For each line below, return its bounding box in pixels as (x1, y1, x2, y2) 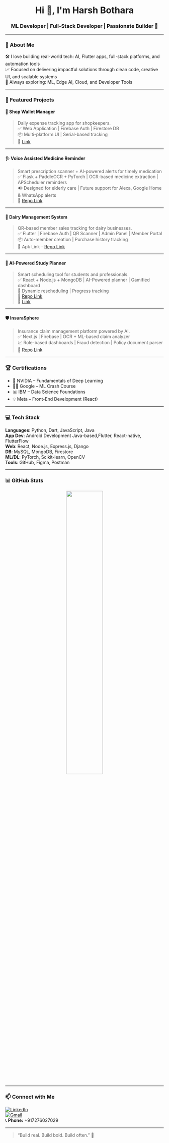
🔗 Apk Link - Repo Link (17, 244, 65, 250)
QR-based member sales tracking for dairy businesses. (17, 225, 132, 231)
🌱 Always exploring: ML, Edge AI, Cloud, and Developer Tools (5, 79, 133, 85)
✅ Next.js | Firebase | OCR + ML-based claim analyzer (17, 333, 130, 340)
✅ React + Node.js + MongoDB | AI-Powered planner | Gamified (17, 277, 150, 283)
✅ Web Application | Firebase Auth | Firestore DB (17, 125, 119, 131)
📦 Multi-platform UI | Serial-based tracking (17, 131, 108, 137)
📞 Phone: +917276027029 (5, 1117, 59, 1123)
